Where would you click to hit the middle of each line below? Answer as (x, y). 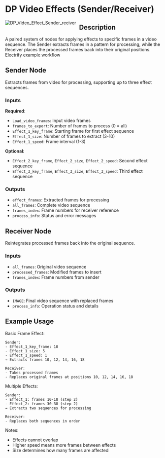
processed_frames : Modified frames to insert (57, 272)
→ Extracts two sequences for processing (48, 408)
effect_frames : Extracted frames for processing (61, 200)
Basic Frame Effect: (25, 333)
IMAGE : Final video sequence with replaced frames (63, 301)
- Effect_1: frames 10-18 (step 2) (42, 399)
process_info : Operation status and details (55, 306)
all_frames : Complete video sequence (51, 205)
